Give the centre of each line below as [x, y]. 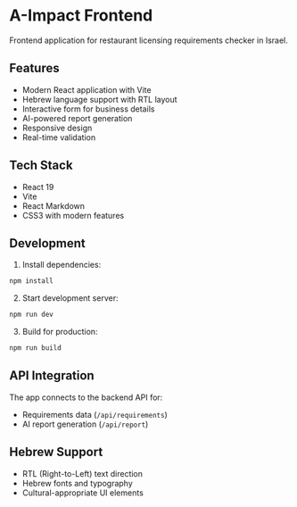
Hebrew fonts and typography [78, 483]
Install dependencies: [62, 265]
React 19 [38, 187]
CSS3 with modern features [73, 215]
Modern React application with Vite [87, 89]
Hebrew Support [56, 452]
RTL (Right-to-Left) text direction [82, 473]
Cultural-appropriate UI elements [83, 493]
